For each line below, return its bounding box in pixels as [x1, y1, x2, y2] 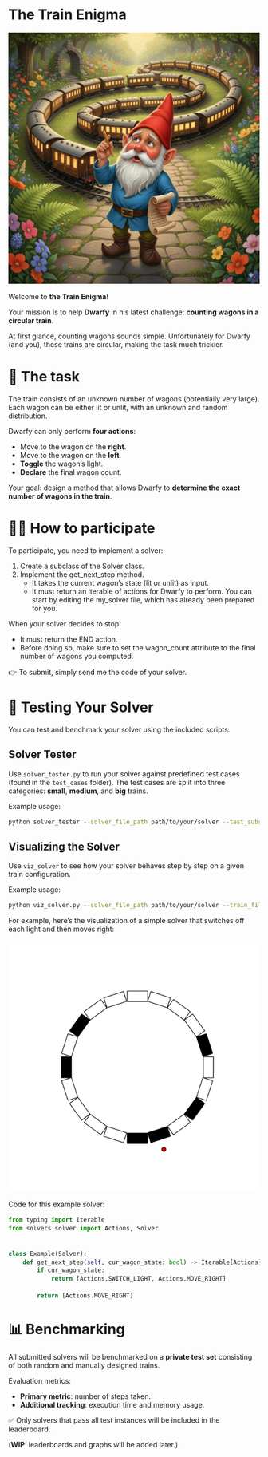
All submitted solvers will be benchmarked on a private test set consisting [8, 1352, 253, 1361]
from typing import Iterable [8, 1216, 105, 1224]
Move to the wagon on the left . [19, 450, 122, 460]
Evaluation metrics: [8, 1376, 72, 1385]
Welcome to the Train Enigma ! [8, 291, 109, 301]
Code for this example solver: [8, 1199, 105, 1210]
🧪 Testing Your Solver [8, 698, 154, 716]
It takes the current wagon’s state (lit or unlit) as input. [31, 578, 210, 587]
